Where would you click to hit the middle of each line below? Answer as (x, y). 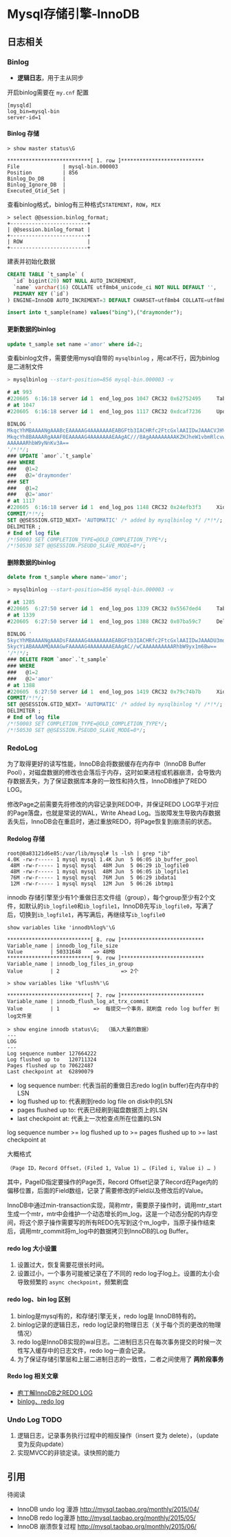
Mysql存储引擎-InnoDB (73, 14)
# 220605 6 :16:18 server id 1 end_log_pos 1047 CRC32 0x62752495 (104, 399)
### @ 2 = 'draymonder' (40, 475)
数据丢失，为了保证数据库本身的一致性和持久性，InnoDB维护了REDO (110, 781)
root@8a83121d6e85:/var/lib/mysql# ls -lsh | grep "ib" (89, 854)
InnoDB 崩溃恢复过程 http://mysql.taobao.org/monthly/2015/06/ (107, 1526)
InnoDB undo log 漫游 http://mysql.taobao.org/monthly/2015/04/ (108, 1509)
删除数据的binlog (32, 562)
